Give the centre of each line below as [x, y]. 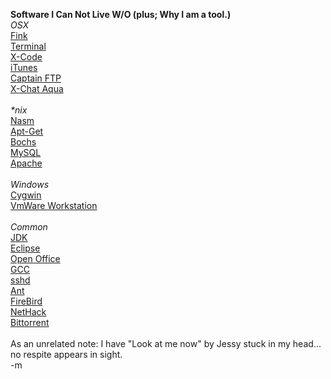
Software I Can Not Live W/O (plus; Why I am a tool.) [121, 14]
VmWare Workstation [54, 205]
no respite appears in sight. [66, 354]
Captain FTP [36, 78]
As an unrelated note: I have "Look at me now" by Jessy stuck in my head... [166, 343]
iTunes [24, 67]
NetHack [28, 312]
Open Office [35, 258]
